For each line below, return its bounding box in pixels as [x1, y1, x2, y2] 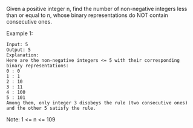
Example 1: [6, 30, 33, 37]
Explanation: [6, 52, 39, 58]
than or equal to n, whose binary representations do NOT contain [6, 12, 168, 19]
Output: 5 [6, 47, 31, 53]
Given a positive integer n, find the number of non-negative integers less [6, 5, 188, 12]
